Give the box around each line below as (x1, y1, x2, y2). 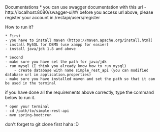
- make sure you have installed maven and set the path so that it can (5, 77, 155, 81)
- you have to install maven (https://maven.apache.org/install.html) (5, 38, 153, 43)
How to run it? (5, 24, 33, 30)
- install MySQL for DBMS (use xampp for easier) (5, 42, 109, 47)
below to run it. (5, 95, 36, 100)
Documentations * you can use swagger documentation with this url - (5, 4, 147, 10)
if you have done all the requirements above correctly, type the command (5, 89, 154, 95)
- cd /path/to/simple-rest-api (5, 108, 69, 113)
